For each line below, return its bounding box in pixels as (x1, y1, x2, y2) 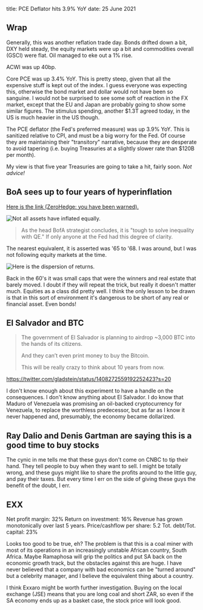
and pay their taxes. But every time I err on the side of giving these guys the (6, 476, 196, 483)
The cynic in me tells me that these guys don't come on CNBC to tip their (6, 456, 188, 463)
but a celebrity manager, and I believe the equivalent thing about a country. (6, 572, 194, 580)
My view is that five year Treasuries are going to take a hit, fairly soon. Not (6, 163, 192, 170)
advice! (6, 169, 25, 176)
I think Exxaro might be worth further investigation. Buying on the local (6, 584, 182, 591)
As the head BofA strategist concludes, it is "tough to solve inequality (21, 227, 195, 234)
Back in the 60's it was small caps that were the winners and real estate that (6, 274, 196, 282)
